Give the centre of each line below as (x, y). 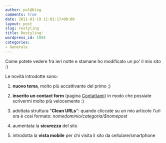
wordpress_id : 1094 (25, 38)
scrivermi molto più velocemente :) (48, 101)
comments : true (21, 14)
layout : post (19, 24)
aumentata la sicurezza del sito (45, 125)
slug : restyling (22, 28)
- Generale (16, 47)
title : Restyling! (24, 33)
